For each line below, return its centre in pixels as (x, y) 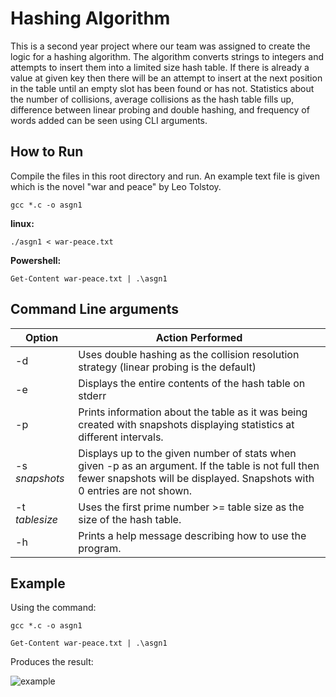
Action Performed (199, 337)
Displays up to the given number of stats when (187, 453)
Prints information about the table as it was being (193, 412)
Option (41, 337)
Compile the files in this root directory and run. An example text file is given (165, 176)
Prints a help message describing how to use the (192, 535)
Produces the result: (52, 662)
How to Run (47, 152)
